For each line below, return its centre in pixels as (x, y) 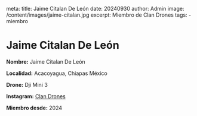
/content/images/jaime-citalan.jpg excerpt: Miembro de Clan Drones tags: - (99, 15)
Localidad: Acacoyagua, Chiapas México (57, 73)
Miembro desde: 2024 (34, 108)
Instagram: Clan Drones (36, 96)
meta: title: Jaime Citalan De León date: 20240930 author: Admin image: (95, 9)
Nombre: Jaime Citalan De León (46, 61)
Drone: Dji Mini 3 (27, 84)
